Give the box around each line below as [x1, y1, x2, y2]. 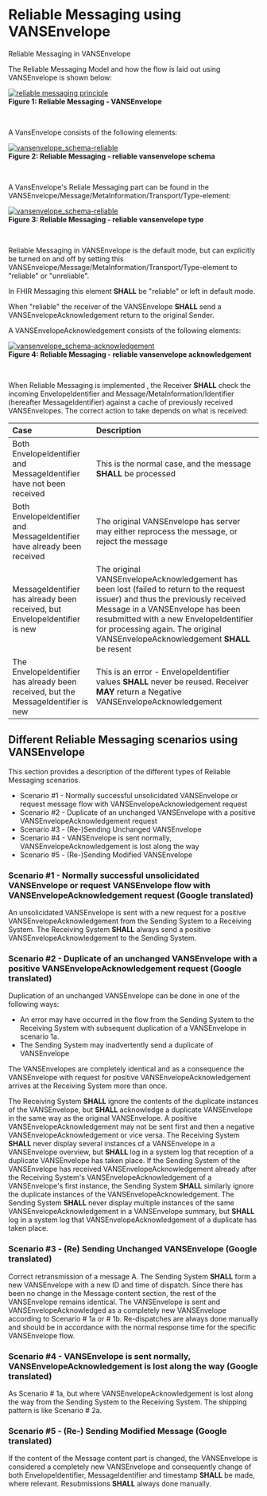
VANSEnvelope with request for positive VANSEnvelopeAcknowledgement [8, 1073, 251, 1083]
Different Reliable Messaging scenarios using [8, 733, 238, 746]
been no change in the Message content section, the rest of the [8, 1288, 217, 1298]
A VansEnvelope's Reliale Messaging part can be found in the [8, 182, 209, 192]
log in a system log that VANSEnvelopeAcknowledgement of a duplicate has [8, 1215, 257, 1224]
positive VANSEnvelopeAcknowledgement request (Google [8, 962, 242, 973]
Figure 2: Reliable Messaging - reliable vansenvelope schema [8, 151, 216, 161]
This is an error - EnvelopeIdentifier [95, 666, 230, 677]
